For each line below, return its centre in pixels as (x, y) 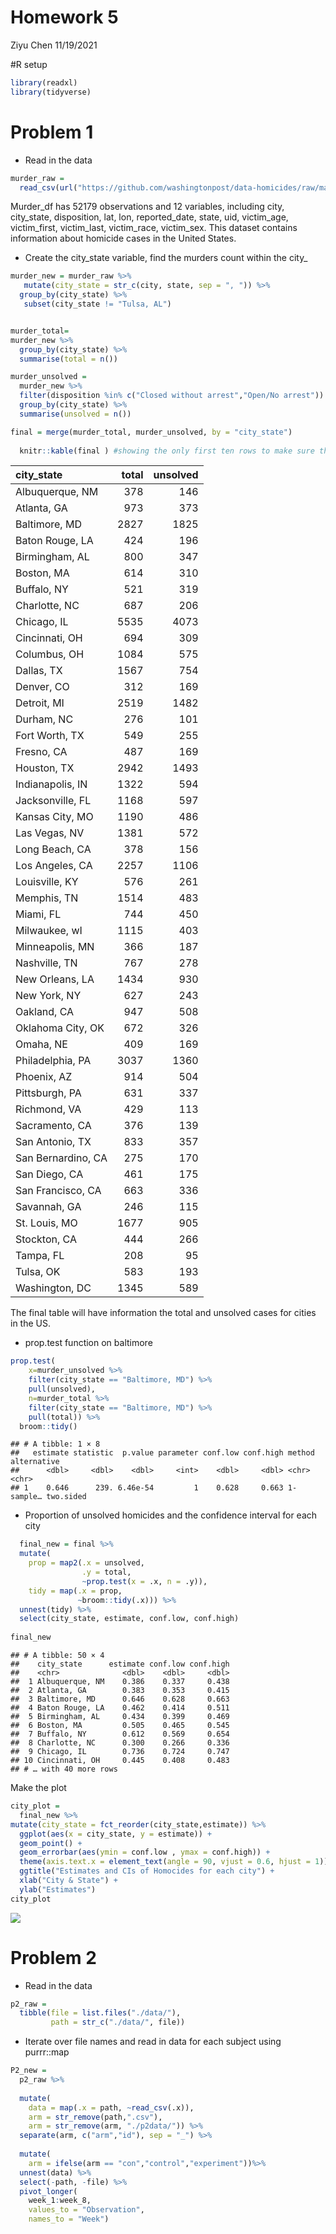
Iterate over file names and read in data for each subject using (153, 2042)
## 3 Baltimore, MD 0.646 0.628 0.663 (120, 1699)
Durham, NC (44, 719)
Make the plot (38, 1787)
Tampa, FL (40, 1256)
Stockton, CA (46, 1239)
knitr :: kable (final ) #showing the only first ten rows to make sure (167, 451)
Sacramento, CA (53, 1126)
